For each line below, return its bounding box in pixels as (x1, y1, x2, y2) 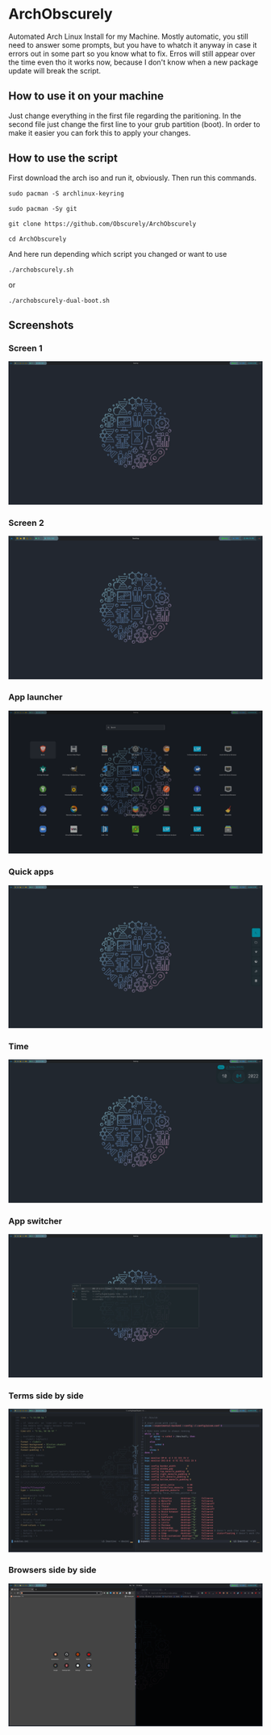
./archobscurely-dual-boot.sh (8, 296, 110, 305)
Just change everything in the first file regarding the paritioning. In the (8, 111, 242, 120)
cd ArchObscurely (8, 235, 67, 243)
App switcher (8, 1215, 63, 1226)
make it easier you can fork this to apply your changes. (8, 128, 191, 137)
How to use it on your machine (8, 90, 164, 103)
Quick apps (8, 866, 54, 877)
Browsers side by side (8, 1565, 97, 1576)
